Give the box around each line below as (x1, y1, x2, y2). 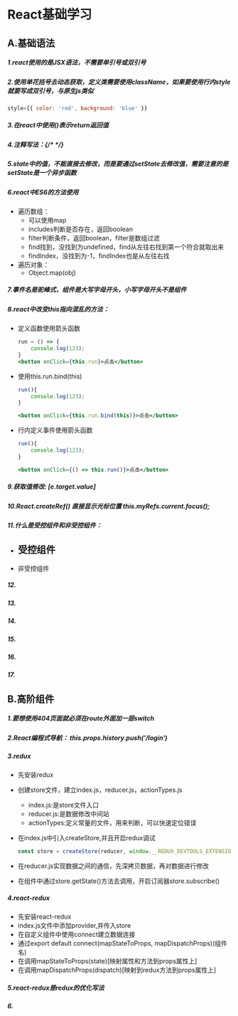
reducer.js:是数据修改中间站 (28, 810, 110, 818)
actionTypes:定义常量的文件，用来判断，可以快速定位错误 (28, 819, 197, 827)
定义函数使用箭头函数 (17, 324, 80, 333)
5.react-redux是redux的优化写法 (7, 983, 104, 992)
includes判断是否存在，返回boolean (28, 225, 134, 233)
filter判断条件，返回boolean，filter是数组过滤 (28, 233, 160, 242)
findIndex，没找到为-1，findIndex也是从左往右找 (28, 251, 170, 260)
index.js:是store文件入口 (28, 801, 99, 810)
